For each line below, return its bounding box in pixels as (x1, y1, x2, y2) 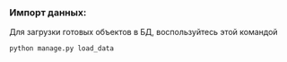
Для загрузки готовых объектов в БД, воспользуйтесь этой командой (9, 27, 278, 38)
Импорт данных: (9, 6, 87, 19)
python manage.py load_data (9, 44, 115, 53)
